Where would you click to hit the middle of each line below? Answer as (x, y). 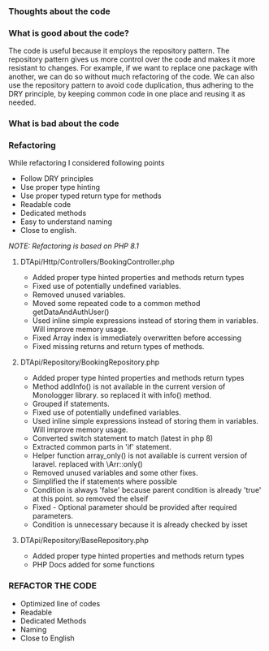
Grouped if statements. (71, 404)
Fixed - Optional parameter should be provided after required (134, 507)
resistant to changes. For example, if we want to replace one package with (133, 68)
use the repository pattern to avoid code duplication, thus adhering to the (131, 85)
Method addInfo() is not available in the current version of (129, 386)
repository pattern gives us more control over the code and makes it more (132, 59)
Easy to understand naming (66, 222)
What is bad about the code (64, 123)
